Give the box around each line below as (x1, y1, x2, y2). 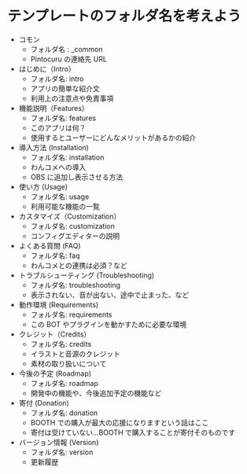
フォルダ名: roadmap (30, 378, 99, 388)
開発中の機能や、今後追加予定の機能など (30, 388, 162, 398)
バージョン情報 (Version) (18, 437, 99, 446)
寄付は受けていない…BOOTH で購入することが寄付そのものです (30, 428, 236, 437)
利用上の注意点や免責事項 (30, 94, 114, 103)
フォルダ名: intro (30, 74, 84, 83)
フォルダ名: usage (30, 192, 90, 201)
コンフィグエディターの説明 (30, 231, 120, 241)
